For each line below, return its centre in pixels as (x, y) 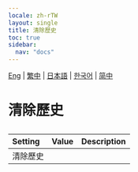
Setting (26, 141)
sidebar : (22, 45)
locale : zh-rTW (33, 15)
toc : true (24, 37)
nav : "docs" (35, 52)
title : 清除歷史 (32, 30)
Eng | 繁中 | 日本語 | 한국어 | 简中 (61, 75)
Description (104, 141)
